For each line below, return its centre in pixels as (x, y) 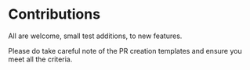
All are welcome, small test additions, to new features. (95, 36)
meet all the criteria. (40, 59)
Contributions (54, 14)
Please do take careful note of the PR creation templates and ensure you (125, 51)
